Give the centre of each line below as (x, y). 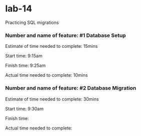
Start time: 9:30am (24, 109)
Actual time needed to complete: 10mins (46, 75)
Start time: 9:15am (24, 56)
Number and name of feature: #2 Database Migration (71, 88)
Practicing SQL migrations (32, 22)
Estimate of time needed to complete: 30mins (52, 99)
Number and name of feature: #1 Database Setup (65, 35)
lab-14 (19, 9)
